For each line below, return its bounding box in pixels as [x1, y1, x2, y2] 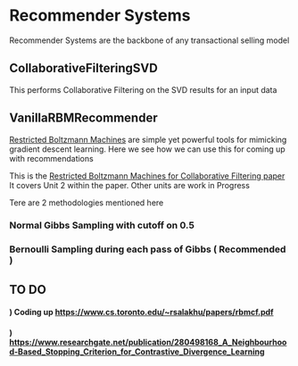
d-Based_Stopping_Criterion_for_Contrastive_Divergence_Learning [9, 345, 265, 357]
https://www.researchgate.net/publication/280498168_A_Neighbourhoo [9, 337, 287, 347]
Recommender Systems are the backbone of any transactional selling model [9, 35, 290, 46]
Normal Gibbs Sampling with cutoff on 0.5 [9, 220, 195, 232]
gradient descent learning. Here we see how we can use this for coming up [9, 144, 286, 154]
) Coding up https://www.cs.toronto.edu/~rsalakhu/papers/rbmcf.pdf [9, 307, 274, 318]
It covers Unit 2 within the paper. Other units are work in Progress [9, 179, 250, 190]
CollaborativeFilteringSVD [9, 61, 158, 76]
